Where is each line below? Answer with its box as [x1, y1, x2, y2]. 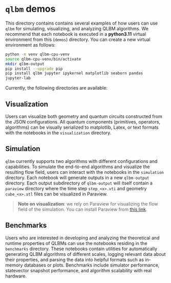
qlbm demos [5, 3, 56, 15]
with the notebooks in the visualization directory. [5, 130, 112, 136]
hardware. [5, 273, 27, 279]
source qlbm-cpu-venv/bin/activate [5, 56, 81, 62]
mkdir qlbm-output [5, 61, 45, 67]
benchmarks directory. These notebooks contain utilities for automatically [5, 246, 158, 252]
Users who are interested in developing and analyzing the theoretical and [5, 234, 160, 241]
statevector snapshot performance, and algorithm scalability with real [5, 267, 152, 273]
